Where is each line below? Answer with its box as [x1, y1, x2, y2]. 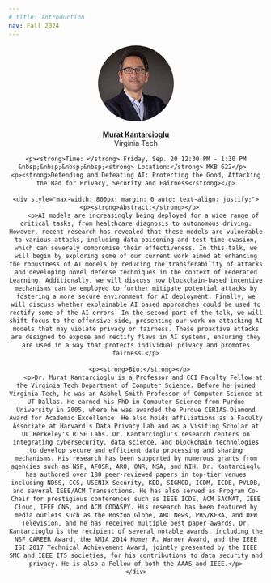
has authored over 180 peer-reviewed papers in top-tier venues [25, 470, 247, 479]
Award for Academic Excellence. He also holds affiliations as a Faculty [9, 414, 263, 422]
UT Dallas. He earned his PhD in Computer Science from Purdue [27, 398, 245, 406]
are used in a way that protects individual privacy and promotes [21, 341, 251, 349]
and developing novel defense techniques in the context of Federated [15, 268, 257, 276]
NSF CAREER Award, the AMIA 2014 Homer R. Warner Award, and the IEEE [15, 535, 257, 543]
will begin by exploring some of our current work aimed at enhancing [15, 252, 257, 260]
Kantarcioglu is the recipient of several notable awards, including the [9, 527, 263, 535]
